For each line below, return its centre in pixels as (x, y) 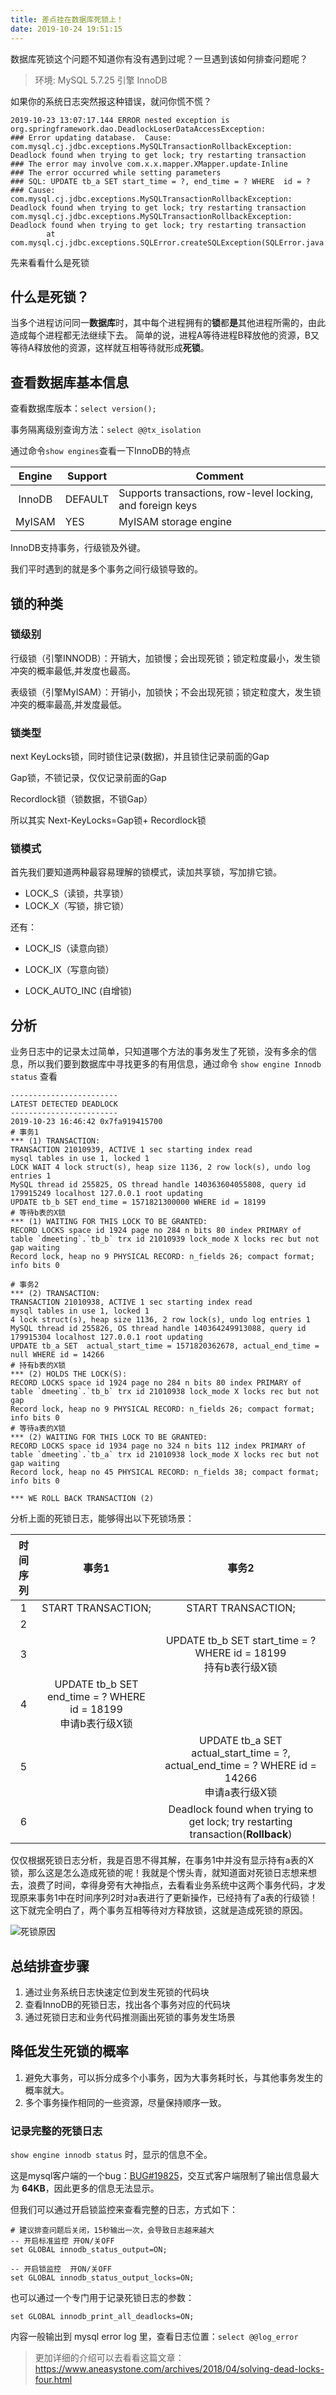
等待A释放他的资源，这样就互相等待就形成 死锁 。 (110, 348)
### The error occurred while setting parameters (116, 172)
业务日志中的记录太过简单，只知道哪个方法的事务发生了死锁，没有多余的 (159, 1052)
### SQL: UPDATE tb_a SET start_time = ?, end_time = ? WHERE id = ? (160, 181)
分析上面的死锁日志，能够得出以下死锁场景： (102, 1518)
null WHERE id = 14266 (57, 1355)
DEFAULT (87, 499)
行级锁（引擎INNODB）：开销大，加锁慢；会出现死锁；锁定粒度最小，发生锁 (165, 658)
